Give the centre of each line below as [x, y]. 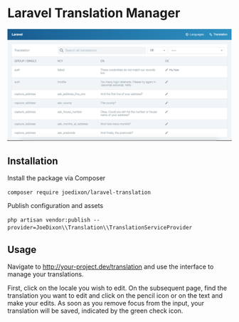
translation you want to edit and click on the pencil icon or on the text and [115, 296]
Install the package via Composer [57, 178]
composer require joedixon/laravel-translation [79, 193]
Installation [33, 161]
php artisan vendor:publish [49, 220]
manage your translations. [46, 274]
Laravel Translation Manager [94, 13]
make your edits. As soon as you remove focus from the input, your [106, 303]
